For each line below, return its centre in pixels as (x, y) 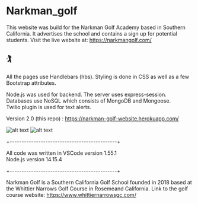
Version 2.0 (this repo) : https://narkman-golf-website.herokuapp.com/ (92, 118)
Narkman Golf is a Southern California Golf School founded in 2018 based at (99, 182)
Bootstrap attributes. (31, 83)
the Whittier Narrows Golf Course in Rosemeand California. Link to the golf (97, 189)
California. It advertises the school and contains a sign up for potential (92, 33)
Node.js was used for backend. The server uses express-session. (87, 94)
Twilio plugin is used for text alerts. (49, 107)
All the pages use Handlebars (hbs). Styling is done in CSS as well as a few (98, 76)
